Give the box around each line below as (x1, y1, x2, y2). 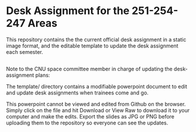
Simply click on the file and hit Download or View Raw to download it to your (6, 107, 190, 114)
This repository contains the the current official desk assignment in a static (6, 36, 187, 43)
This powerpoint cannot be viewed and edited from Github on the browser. (6, 101, 186, 108)
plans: (35, 72, 50, 79)
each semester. (6, 48, 43, 55)
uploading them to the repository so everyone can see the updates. (6, 119, 169, 127)
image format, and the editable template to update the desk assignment (6, 42, 178, 49)
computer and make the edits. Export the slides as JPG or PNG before (6, 113, 174, 120)
